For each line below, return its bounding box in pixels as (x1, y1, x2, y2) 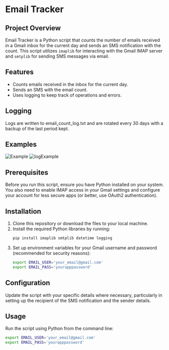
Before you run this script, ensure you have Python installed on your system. (5, 182, 164, 188)
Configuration (5, 279, 50, 287)
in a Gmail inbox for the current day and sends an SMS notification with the (5, 42, 161, 49)
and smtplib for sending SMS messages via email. (5, 53, 109, 59)
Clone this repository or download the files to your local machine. (12, 221, 149, 227)
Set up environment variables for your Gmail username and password (12, 244, 157, 251)
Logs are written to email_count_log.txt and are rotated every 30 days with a (5, 120, 163, 126)
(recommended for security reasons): (12, 250, 91, 256)
